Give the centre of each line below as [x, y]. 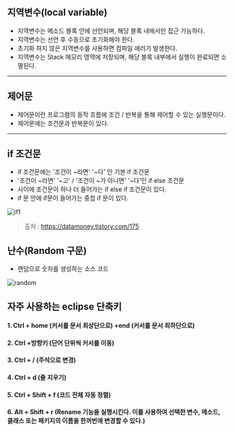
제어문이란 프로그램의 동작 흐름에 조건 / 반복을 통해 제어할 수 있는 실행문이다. [122, 115]
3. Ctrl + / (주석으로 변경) [42, 360]
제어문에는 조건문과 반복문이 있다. [63, 123]
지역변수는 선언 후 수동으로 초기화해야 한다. [76, 39]
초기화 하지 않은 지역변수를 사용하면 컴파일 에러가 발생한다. [97, 48]
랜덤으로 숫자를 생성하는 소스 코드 [63, 269]
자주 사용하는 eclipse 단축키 [64, 306]
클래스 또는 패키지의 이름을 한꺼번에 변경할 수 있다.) [76, 421]
